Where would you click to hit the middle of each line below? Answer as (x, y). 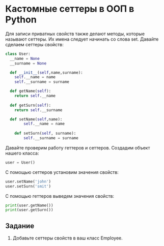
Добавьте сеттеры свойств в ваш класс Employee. (68, 238)
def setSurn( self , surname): (45, 133)
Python (21, 20)
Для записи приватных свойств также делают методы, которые (75, 34)
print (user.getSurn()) (29, 210)
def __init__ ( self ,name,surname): (46, 72)
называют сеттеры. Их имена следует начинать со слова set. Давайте (82, 39)
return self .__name (35, 96)
